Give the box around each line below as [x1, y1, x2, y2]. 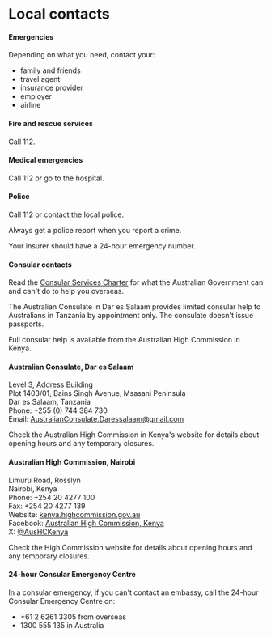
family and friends [19, 66, 81, 75]
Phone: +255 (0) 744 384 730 [8, 406, 108, 415]
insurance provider [19, 83, 83, 93]
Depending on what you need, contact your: [8, 50, 155, 60]
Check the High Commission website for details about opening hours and [8, 542, 252, 552]
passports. [8, 319, 44, 329]
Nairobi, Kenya [8, 483, 57, 494]
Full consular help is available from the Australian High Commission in [8, 335, 240, 345]
